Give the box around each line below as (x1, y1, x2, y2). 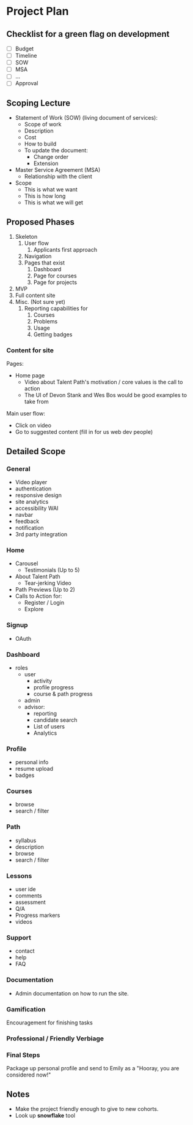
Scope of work (24, 121, 62, 128)
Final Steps (6, 1051, 40, 1059)
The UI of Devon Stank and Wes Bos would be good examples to (24, 392, 188, 399)
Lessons (6, 872, 32, 880)
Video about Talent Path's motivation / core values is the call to (24, 379, 183, 386)
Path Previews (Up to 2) (15, 586, 75, 593)
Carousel (15, 560, 38, 567)
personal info (15, 759, 49, 766)
